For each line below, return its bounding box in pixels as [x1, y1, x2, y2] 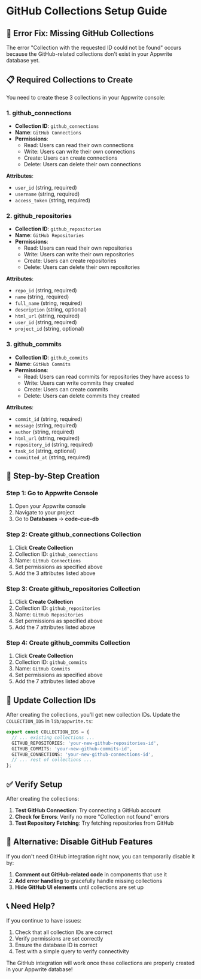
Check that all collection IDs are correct [14, 929, 112, 936]
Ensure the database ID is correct [14, 941, 98, 948]
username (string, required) [14, 190, 80, 197]
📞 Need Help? [6, 901, 56, 911]
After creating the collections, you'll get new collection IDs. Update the [6, 711, 181, 718]
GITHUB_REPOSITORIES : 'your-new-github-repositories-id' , [11, 740, 160, 746]
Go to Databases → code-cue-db [14, 515, 99, 523]
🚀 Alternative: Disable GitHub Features [6, 837, 153, 847]
